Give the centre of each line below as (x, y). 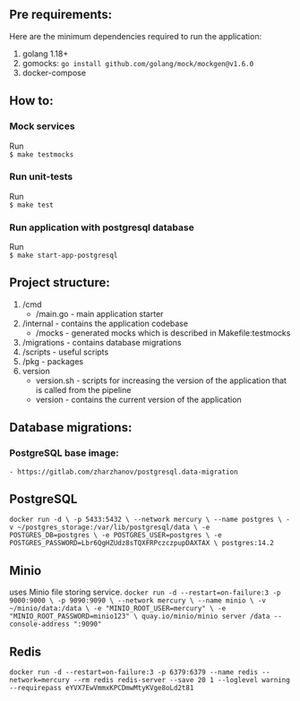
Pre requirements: (61, 15)
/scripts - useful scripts (65, 352)
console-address (39, 624)
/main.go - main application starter (99, 313)
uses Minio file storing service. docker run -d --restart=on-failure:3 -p (145, 592)
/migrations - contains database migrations (102, 342)
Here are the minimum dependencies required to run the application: (136, 36)
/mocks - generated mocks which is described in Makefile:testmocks (163, 333)
